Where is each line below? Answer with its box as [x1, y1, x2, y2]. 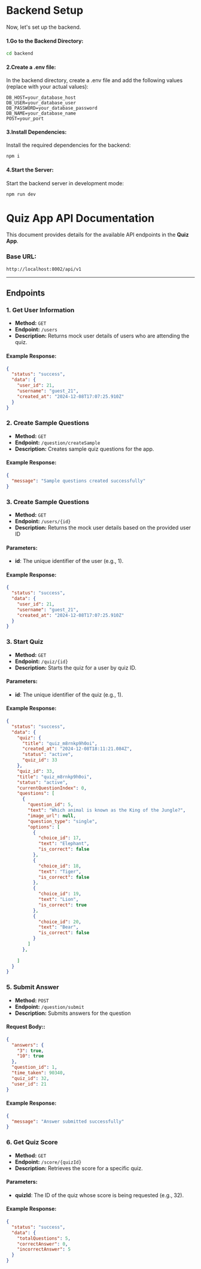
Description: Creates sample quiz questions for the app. [14, 445, 154, 453]
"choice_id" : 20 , [38, 918, 82, 925]
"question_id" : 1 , [11, 1065, 58, 1071]
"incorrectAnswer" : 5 [17, 1246, 71, 1253]
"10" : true [17, 1053, 44, 1059]
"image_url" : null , [28, 813, 77, 819]
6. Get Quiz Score [6, 1138, 58, 1147]
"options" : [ [28, 824, 60, 830]
